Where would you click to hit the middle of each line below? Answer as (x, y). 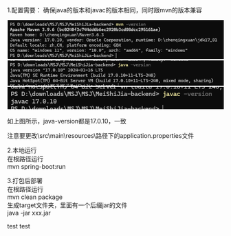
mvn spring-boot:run (36, 167)
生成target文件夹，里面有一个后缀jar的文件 (67, 205)
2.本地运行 (22, 150)
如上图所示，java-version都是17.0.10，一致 (67, 121)
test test (19, 226)
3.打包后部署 (25, 181)
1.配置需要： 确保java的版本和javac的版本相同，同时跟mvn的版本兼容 (105, 10)
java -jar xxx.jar (29, 213)
